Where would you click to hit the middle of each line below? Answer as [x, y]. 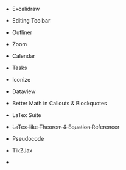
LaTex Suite [26, 115]
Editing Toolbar [31, 20]
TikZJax [22, 151]
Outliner [22, 32]
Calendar [23, 56]
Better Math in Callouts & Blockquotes [60, 103]
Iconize [21, 80]
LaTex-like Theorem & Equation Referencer [66, 127]
